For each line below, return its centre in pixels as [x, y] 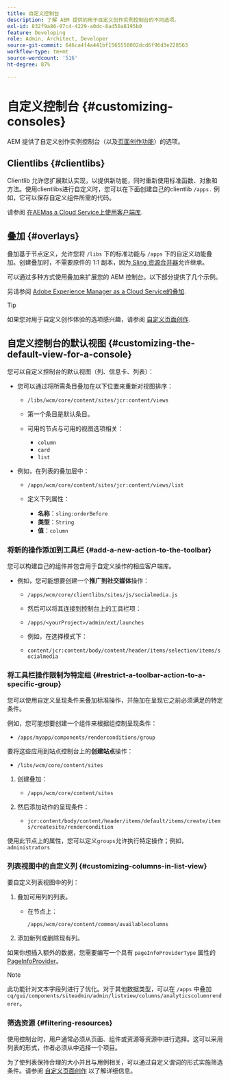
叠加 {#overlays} [43, 236]
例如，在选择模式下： [57, 636]
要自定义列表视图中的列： [43, 882]
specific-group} [34, 684]
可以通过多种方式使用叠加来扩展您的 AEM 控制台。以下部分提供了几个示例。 [114, 277]
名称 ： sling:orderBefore [73, 513]
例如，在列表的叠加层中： [53, 471]
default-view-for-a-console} [69, 354]
